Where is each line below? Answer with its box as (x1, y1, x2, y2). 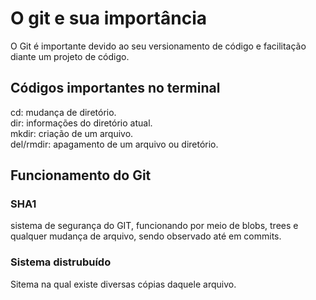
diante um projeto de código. (10, 50, 130, 62)
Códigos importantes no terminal (10, 80, 221, 97)
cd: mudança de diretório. (10, 106, 117, 118)
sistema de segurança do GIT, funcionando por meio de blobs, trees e (10, 220, 299, 232)
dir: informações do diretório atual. (10, 117, 153, 129)
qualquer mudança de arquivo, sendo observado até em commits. (10, 230, 282, 242)
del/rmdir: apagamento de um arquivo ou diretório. (10, 138, 219, 150)
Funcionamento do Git (10, 167, 152, 184)
